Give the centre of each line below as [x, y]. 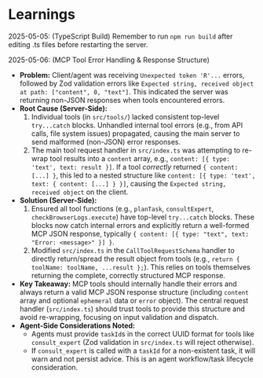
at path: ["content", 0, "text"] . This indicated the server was [124, 91]
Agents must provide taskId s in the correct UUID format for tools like [143, 334]
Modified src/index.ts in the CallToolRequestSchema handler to [133, 250]
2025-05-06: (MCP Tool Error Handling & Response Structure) [109, 60]
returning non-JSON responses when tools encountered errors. [122, 100]
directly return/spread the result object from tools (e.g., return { [135, 259]
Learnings [42, 15]
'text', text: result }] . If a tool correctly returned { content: [135, 167]
